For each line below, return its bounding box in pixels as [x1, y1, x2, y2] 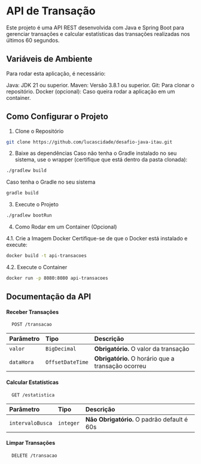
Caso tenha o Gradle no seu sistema [6, 178, 96, 186]
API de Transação [6, 4, 96, 18]
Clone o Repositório [14, 127, 64, 135]
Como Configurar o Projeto [6, 112, 109, 122]
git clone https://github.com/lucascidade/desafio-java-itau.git [6, 139, 172, 145]
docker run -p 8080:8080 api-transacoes [6, 275, 109, 281]
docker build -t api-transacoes [6, 253, 87, 259]
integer [57, 420, 80, 426]
